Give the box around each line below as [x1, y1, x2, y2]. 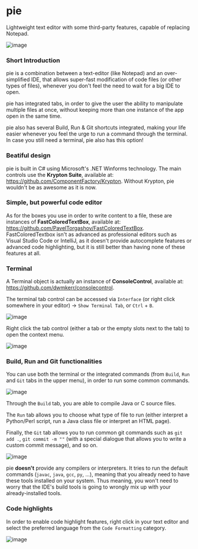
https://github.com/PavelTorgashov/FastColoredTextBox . [6, 224, 145, 231]
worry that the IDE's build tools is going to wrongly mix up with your [6, 483, 171, 490]
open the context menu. [6, 331, 64, 338]
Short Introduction [6, 56, 60, 64]
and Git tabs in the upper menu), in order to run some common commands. [6, 377, 190, 384]
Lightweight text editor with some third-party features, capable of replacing [6, 24, 190, 31]
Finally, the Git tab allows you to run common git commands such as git [6, 429, 183, 436]
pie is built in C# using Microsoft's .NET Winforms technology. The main [6, 164, 181, 172]
